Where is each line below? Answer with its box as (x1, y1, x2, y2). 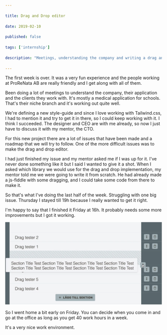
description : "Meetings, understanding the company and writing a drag (5, 55, 157, 60)
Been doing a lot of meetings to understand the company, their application (5, 90, 158, 96)
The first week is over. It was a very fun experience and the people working (5, 75, 160, 81)
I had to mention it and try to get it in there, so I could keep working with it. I (5, 115, 160, 122)
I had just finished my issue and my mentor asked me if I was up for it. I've (5, 156, 157, 162)
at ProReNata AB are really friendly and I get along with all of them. (5, 80, 142, 86)
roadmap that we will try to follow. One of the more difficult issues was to (5, 141, 155, 147)
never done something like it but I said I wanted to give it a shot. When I (5, 161, 152, 167)
